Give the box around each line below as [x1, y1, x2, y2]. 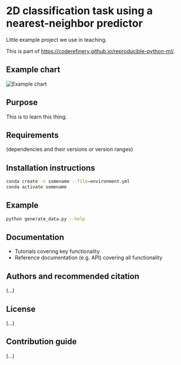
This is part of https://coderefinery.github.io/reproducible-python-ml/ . [6, 47, 175, 54]
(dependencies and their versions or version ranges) [6, 146, 133, 153]
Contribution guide [6, 337, 77, 347]
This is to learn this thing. [6, 113, 68, 120]
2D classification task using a [6, 4, 153, 18]
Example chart [6, 65, 61, 75]
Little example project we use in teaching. [6, 36, 107, 43]
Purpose [6, 97, 38, 107]
